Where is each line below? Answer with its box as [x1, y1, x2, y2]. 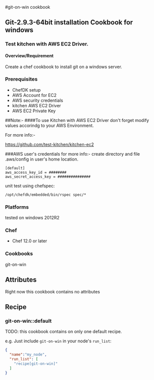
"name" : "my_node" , [9, 352, 47, 357]
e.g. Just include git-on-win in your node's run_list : [5, 338, 111, 344]
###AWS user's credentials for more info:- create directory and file [5, 151, 140, 157]
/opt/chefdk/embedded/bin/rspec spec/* [5, 192, 87, 197]
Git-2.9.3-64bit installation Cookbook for [5, 18, 133, 26]
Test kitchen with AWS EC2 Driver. [5, 41, 89, 47]
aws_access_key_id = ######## [5, 170, 67, 175]
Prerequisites [5, 76, 38, 83]
